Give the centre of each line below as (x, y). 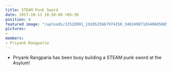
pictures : (16, 29)
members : (15, 39)
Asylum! (21, 63)
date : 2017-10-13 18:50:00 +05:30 (42, 15)
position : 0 (18, 19)
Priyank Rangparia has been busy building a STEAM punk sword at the (87, 57)
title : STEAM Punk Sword (32, 10)
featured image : (23, 24)
